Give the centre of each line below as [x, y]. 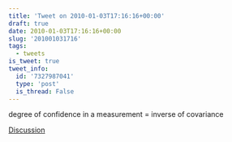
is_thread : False [45, 91]
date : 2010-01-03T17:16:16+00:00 [65, 31]
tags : [17, 46]
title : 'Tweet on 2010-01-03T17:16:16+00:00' [86, 16]
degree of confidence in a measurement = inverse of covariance [116, 114]
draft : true [28, 24]
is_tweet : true [34, 62]
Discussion [27, 130]
